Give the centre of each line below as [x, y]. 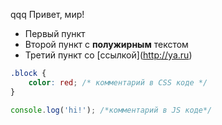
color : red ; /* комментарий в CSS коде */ [118, 82]
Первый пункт [55, 33]
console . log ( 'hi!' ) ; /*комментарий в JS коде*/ [111, 110]
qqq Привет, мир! [47, 14]
